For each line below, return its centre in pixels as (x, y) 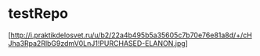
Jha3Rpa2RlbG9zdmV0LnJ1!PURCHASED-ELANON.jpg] (98, 43)
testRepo (38, 14)
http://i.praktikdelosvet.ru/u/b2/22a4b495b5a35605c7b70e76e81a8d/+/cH (131, 35)
